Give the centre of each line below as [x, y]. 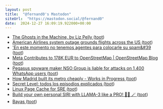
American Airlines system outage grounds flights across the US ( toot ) [82, 43]
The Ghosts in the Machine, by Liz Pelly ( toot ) [58, 37]
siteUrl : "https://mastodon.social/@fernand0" [55, 19]
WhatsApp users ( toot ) [35, 73]
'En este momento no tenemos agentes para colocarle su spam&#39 [81, 47]
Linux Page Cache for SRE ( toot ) [45, 89]
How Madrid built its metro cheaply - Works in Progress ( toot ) [75, 79]
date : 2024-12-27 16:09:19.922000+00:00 [48, 23]
